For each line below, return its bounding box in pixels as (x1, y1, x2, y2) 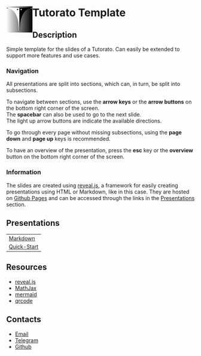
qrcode (14, 297, 33, 304)
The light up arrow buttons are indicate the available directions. (6, 117, 162, 125)
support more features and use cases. (6, 52, 100, 59)
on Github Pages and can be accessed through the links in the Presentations (6, 194, 195, 201)
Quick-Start (8, 243, 39, 250)
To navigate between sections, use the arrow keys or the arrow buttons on (6, 99, 192, 106)
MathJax (14, 284, 37, 291)
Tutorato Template (32, 6, 126, 20)
